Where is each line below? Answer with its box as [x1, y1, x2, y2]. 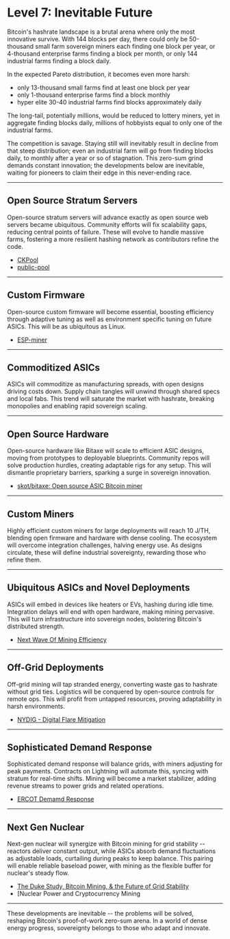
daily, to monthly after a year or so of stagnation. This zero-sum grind [7, 153, 203, 162]
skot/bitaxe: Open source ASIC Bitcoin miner [16, 482, 143, 490]
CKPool [16, 256, 39, 264]
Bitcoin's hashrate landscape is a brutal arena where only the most [7, 27, 195, 36]
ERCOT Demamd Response [16, 795, 94, 804]
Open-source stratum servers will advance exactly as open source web [7, 213, 209, 221]
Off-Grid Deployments [7, 662, 104, 674]
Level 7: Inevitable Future [7, 5, 153, 21]
